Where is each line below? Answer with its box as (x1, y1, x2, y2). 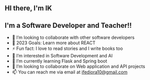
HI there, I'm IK (5, 4, 52, 13)
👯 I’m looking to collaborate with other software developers (12, 35, 135, 41)
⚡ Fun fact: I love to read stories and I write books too (12, 45, 123, 52)
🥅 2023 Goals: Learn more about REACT (12, 40, 96, 46)
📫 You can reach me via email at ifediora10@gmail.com (12, 69, 128, 75)
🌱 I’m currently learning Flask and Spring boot (12, 58, 108, 64)
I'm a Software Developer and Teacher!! (5, 21, 132, 30)
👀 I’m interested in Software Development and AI (12, 53, 113, 59)
